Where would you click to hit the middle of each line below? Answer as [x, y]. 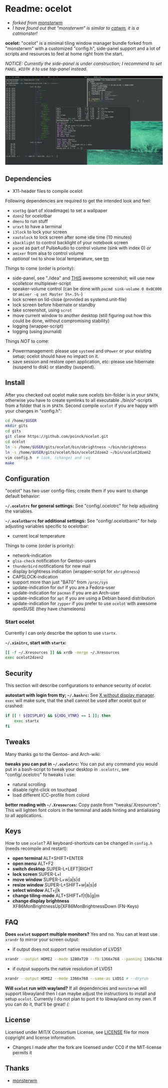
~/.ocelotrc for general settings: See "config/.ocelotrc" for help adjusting [82, 506]
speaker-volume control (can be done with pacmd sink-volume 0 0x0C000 [87, 288]
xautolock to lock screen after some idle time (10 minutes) [72, 237]
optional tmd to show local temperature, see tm [60, 258]
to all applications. [24, 815]
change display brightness [41, 901]
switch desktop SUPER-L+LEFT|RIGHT [53, 869]
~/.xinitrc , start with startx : [36, 642]
